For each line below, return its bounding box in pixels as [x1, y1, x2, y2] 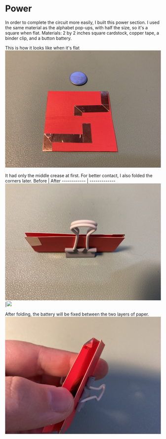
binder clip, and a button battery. [5, 35, 72, 41]
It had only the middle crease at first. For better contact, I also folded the [5, 172, 153, 179]
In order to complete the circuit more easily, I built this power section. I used [5, 19, 160, 25]
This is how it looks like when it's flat [5, 45, 80, 51]
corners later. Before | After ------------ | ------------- [5, 178, 116, 184]
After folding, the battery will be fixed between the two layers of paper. [5, 311, 149, 317]
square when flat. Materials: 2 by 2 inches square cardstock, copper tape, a [5, 30, 160, 36]
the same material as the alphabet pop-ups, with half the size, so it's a [5, 24, 148, 30]
